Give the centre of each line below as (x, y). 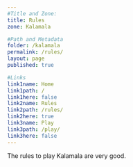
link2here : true (30, 117)
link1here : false (32, 97)
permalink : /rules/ (35, 52)
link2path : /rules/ (35, 110)
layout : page (26, 59)
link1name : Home (30, 84)
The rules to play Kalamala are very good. (66, 156)
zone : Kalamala (29, 26)
